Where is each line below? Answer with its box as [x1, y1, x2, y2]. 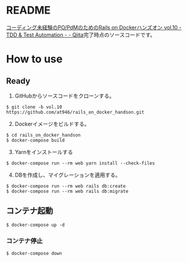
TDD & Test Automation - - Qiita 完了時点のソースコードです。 [6, 31, 156, 38]
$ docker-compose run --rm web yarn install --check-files [6, 160, 155, 166]
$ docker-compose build [6, 137, 65, 143]
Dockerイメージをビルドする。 [14, 120, 90, 127]
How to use [6, 53, 63, 66]
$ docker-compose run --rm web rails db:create [6, 183, 126, 189]
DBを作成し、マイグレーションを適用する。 [14, 171, 121, 178]
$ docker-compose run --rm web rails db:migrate [6, 188, 129, 194]
